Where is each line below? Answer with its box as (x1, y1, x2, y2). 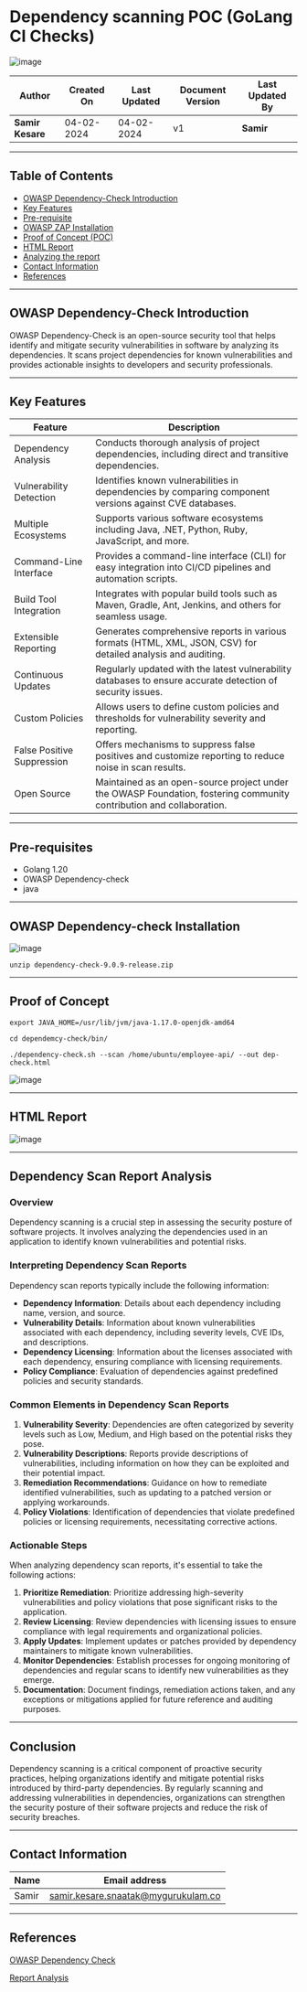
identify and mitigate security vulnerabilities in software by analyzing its (9, 339, 280, 350)
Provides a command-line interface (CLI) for (95, 550, 287, 562)
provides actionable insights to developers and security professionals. (9, 359, 274, 369)
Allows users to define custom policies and (95, 701, 280, 713)
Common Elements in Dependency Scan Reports (9, 1398, 230, 1410)
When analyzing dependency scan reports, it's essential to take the (9, 1559, 263, 1570)
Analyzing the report (22, 251, 101, 262)
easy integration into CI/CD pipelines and (95, 561, 271, 573)
